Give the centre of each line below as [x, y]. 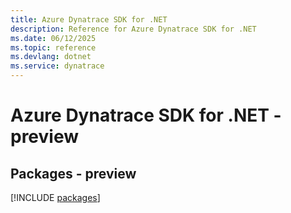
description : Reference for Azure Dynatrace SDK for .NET [133, 29]
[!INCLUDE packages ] [55, 197]
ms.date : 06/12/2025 [53, 38]
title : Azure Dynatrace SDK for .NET [89, 19]
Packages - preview [73, 173]
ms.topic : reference [53, 47]
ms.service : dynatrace [57, 66]
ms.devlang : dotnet [51, 57]
